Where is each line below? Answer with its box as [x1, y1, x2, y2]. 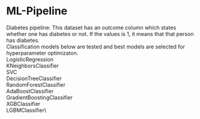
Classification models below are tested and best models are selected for [6, 43, 185, 50]
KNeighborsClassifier [6, 62, 59, 69]
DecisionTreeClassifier [6, 75, 62, 82]
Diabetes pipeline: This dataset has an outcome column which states [6, 24, 177, 31]
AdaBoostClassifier [6, 87, 54, 94]
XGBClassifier [6, 100, 41, 107]
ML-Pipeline [6, 4, 68, 18]
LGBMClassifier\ [6, 106, 47, 114]
